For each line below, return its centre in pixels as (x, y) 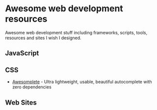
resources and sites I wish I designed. (43, 38)
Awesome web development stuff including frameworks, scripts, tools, (76, 32)
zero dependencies (32, 87)
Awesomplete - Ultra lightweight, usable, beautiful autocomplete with (82, 82)
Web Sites (21, 102)
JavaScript (22, 53)
